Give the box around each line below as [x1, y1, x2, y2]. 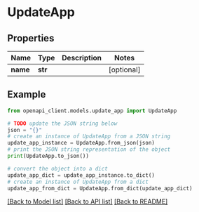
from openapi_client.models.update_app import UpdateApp [7, 107, 177, 114]
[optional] [108, 65, 141, 74]
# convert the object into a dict [7, 165, 109, 172]
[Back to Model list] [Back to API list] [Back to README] [7, 197, 168, 206]
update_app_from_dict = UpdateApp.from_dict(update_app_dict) [7, 185, 193, 192]
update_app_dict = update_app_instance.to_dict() [7, 171, 156, 179]
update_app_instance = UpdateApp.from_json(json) [7, 140, 156, 147]
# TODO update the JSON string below [7, 120, 118, 127]
